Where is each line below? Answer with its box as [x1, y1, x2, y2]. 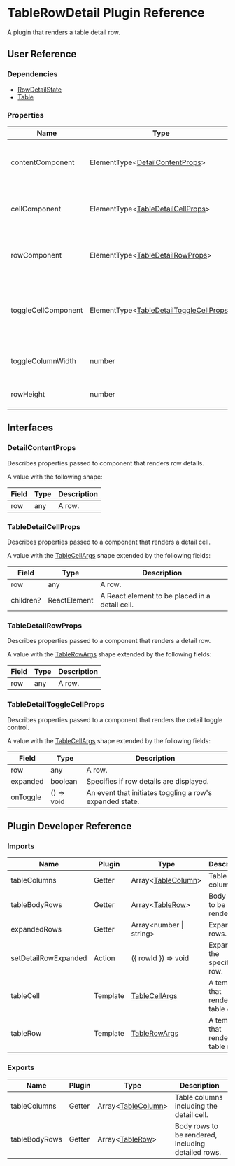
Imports [7, 841, 35, 851]
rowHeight [10, 389, 45, 399]
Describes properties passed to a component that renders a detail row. [7, 637, 211, 645]
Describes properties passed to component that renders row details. [7, 458, 204, 467]
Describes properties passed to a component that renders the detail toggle [7, 715, 223, 724]
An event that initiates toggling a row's [86, 787, 212, 797]
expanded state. [86, 796, 140, 806]
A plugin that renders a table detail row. [7, 28, 121, 36]
